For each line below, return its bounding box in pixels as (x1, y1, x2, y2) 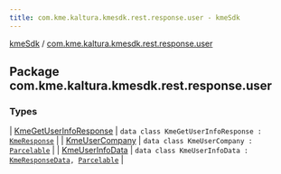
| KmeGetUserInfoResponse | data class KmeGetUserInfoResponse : (9, 125, 262, 136)
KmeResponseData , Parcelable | (9, 154, 124, 165)
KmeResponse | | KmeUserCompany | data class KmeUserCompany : (9, 135, 253, 146)
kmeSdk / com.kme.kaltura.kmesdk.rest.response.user (9, 38, 213, 49)
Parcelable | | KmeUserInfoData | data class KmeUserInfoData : (9, 145, 248, 156)
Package (9, 64, 61, 79)
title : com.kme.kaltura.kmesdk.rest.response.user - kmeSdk (9, 13, 241, 23)
